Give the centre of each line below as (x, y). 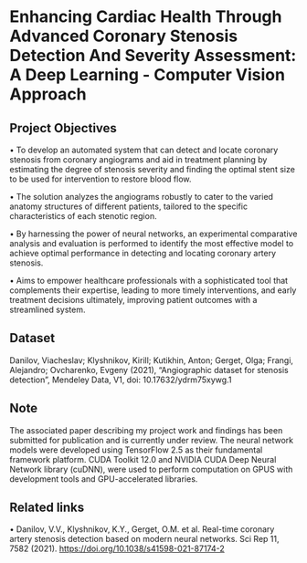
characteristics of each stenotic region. (83, 216)
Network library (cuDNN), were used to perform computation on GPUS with (151, 469)
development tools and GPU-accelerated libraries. (104, 479)
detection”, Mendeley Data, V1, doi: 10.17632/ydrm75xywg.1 (121, 380)
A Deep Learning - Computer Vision (148, 75)
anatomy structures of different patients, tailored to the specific (129, 206)
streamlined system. (48, 309)
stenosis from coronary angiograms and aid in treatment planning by (138, 160)
